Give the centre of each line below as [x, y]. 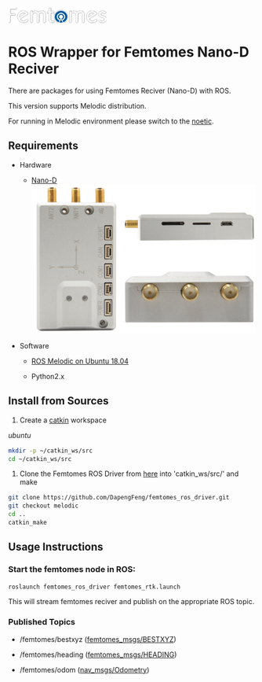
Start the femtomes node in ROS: [72, 570]
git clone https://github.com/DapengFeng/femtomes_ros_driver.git [119, 498]
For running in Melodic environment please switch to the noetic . [111, 121]
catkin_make [27, 523]
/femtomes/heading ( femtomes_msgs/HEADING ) [98, 654]
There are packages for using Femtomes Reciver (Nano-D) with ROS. [120, 90]
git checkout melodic [44, 506]
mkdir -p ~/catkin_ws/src [50, 451]
